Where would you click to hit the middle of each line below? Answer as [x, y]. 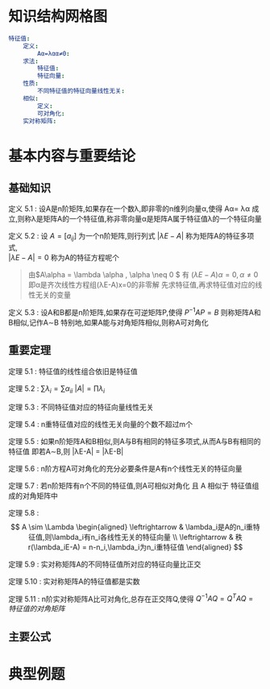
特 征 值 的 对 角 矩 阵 [37, 608]
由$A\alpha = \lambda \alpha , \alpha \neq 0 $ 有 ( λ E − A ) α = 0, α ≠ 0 [143, 275]
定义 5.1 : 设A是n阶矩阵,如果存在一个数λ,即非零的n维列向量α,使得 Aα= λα [129, 209]
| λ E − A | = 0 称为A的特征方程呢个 [64, 258]
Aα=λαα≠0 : [54, 53]
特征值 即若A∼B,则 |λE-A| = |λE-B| [66, 451]
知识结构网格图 [58, 17]
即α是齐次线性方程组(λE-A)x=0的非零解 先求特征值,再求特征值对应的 [141, 285]
